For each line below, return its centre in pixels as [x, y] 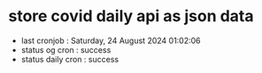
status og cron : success [66, 49]
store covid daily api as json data [131, 16]
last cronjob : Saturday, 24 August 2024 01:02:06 [111, 40]
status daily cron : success [70, 59]
